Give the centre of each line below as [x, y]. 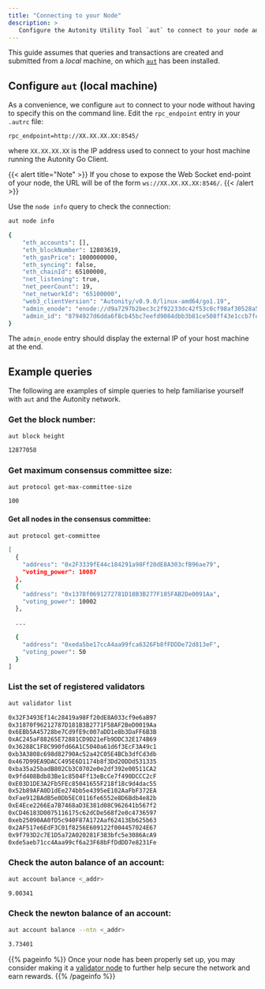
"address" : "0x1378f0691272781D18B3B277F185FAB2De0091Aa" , [121, 594]
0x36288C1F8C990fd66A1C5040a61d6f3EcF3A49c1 [82, 747]
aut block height [37, 436]
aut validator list [40, 703]
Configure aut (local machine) [83, 86]
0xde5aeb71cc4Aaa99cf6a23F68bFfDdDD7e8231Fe [82, 842]
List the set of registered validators [77, 686]
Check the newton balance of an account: [90, 913]
